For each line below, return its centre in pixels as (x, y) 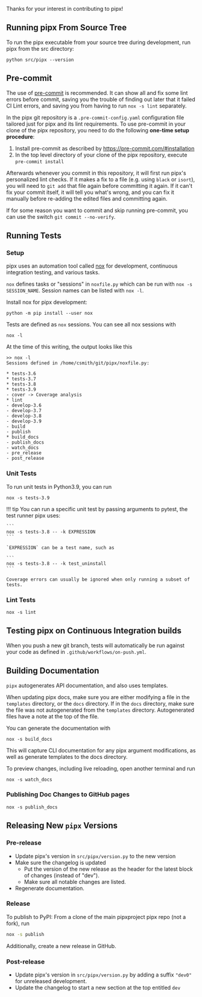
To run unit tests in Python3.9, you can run (59, 486)
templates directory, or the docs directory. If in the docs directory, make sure (100, 703)
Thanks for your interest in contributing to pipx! (65, 9)
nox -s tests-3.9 (28, 498)
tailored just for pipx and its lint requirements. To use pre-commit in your (96, 124)
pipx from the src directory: (40, 48)
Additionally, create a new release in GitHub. (61, 946)
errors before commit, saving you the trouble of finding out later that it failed (101, 99)
